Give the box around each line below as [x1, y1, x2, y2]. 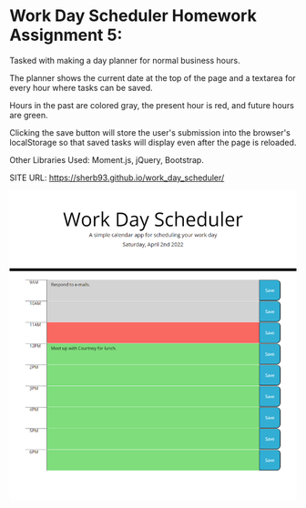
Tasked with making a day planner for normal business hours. [9, 55, 240, 66]
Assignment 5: [9, 25, 123, 46]
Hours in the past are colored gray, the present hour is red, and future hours [9, 99, 294, 110]
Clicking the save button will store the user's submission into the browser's [9, 127, 291, 137]
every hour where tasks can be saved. [9, 82, 153, 93]
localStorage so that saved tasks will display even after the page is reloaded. [9, 137, 297, 147]
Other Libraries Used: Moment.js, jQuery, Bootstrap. [9, 154, 205, 165]
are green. [9, 109, 48, 120]
